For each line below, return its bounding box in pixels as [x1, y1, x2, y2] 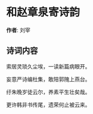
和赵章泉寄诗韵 [6, 5, 80, 19]
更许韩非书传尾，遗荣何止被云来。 [6, 101, 91, 108]
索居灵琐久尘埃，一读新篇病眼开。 [6, 62, 91, 70]
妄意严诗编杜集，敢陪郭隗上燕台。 [6, 76, 91, 83]
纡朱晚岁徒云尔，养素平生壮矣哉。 [6, 88, 91, 95]
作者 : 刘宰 [6, 26, 31, 34]
